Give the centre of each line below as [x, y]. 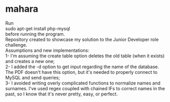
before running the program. [35, 34]
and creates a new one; [30, 61]
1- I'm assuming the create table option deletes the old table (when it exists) [85, 56]
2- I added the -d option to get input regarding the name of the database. [82, 67]
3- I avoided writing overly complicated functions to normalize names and [83, 83]
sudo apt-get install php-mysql [38, 28]
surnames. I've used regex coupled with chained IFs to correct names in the [85, 88]
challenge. [16, 45]
